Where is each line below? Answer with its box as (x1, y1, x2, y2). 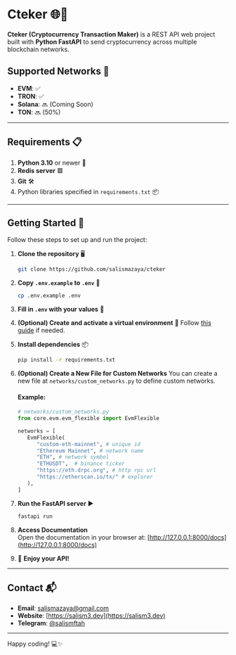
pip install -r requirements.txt (17, 357, 116, 364)
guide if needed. (17, 326, 65, 335)
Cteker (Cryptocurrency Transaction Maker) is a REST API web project (7, 30, 216, 38)
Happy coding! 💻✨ (7, 640, 63, 648)
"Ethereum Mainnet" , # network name (36, 447, 144, 454)
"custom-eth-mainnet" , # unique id (36, 440, 141, 447)
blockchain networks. (7, 45, 70, 53)
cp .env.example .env (17, 292, 81, 300)
